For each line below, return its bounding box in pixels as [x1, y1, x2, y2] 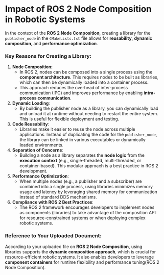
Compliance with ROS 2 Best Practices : [12, 200, 94, 205]
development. [19, 168, 47, 174]
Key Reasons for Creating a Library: [5, 52, 92, 59]
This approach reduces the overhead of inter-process [19, 85, 128, 91]
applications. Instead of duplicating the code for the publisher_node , [19, 131, 158, 138]
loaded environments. [19, 142, 64, 148]
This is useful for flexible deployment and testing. [19, 116, 119, 122]
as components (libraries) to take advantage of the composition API [19, 210, 156, 216]
